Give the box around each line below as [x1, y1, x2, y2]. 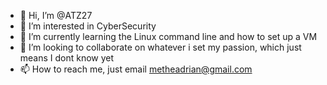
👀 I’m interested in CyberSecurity [19, 20, 157, 32]
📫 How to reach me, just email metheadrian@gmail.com [19, 63, 253, 75]
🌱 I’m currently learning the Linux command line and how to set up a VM [19, 31, 318, 42]
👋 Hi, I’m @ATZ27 [19, 10, 93, 21]
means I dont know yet [19, 52, 115, 64]
